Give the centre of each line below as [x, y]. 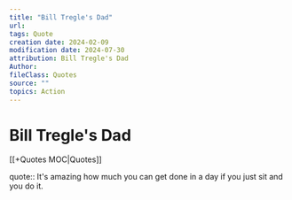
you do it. [27, 186]
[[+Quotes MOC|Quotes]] [55, 159]
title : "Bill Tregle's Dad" [61, 17]
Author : [24, 67]
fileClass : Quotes [43, 75]
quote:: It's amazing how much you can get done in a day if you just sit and [146, 177]
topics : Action [37, 91]
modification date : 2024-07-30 [67, 50]
